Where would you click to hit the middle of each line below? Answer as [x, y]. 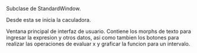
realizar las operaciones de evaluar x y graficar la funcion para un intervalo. [98, 44]
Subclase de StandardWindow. [43, 9]
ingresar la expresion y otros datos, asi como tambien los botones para [93, 37]
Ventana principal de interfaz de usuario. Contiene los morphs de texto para [98, 31]
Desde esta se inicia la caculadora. [49, 20]
